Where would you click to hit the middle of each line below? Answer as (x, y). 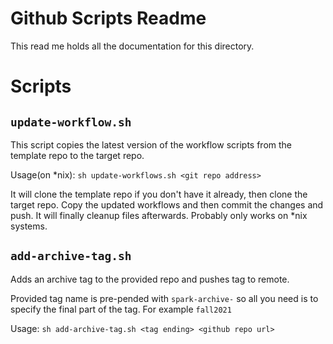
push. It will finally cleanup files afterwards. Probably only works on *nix (159, 215)
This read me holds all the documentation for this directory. (132, 46)
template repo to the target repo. (77, 155)
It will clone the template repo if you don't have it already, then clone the (159, 194)
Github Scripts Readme (108, 18)
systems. (29, 226)
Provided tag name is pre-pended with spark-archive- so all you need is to (164, 298)
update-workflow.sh (71, 122)
